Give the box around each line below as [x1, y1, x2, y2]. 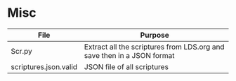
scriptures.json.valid [11, 61, 78, 71]
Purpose [140, 30, 170, 40]
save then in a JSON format [84, 50, 175, 60]
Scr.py [11, 46, 33, 56]
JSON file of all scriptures [84, 61, 169, 71]
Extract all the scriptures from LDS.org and [84, 42, 225, 52]
